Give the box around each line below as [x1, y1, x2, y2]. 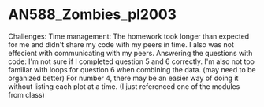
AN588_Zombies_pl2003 [8, 6, 177, 24]
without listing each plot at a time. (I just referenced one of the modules [8, 81, 240, 91]
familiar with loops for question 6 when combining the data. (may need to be [8, 65, 256, 74]
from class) [8, 90, 45, 99]
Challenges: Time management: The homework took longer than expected [8, 31, 250, 41]
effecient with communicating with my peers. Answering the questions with [8, 48, 253, 57]
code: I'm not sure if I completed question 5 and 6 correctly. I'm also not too [8, 57, 255, 66]
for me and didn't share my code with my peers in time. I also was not [8, 39, 235, 49]
